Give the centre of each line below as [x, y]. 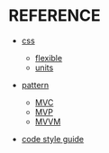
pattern [35, 85]
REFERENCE [54, 16]
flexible [49, 58]
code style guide [53, 139]
